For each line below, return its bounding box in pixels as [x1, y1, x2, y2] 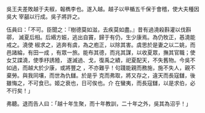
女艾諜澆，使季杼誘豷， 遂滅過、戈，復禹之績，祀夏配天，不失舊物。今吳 [6, 57, 190, 64]
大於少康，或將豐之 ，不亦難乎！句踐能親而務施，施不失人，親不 [32, 64, 196, 71]
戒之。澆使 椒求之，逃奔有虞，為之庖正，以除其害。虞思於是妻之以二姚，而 [6, 42, 196, 48]
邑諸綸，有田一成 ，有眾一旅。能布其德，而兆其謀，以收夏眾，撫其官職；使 [6, 49, 196, 56]
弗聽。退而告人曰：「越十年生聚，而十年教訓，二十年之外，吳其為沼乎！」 [6, 100, 192, 107]
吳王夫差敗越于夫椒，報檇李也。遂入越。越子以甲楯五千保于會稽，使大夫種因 [6, 5, 199, 12]
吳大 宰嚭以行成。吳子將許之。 [6, 13, 83, 20]
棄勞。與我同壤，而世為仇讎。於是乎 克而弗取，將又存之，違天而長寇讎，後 [6, 72, 196, 79]
